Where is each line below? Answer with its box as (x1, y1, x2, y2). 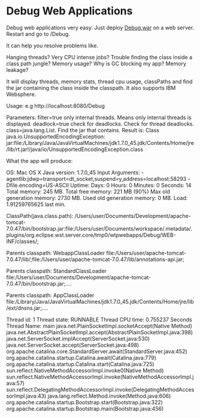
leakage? (6, 66, 29, 73)
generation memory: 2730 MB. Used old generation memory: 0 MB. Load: (6, 194, 188, 201)
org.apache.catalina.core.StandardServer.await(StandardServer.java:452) (6, 347, 187, 355)
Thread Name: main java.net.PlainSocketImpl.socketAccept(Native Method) (6, 322, 193, 329)
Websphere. (6, 90, 37, 98)
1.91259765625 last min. (6, 201, 66, 208)
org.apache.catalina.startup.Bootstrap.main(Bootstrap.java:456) (6, 405, 164, 412)
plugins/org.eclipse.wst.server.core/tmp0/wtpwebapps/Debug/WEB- (6, 231, 177, 238)
